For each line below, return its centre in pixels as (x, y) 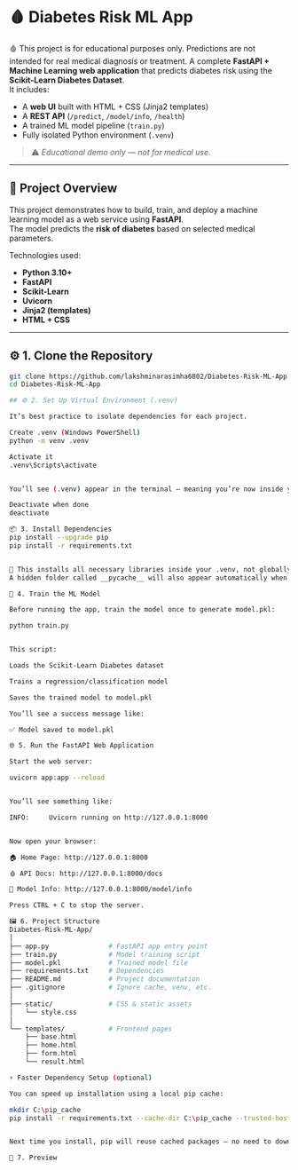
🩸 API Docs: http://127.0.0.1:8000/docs (86, 874)
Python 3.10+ (47, 273)
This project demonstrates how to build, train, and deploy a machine (134, 209)
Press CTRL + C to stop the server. (77, 905)
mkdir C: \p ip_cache (45, 1110)
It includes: (29, 89)
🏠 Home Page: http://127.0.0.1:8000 (78, 858)
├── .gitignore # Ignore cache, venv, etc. (111, 988)
